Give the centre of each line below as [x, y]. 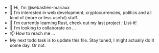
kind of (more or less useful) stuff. [44, 18]
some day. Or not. [28, 45]
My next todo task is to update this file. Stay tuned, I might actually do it [82, 40]
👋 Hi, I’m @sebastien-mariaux [40, 7]
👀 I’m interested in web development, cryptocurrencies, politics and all [80, 13]
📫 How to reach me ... [32, 33]
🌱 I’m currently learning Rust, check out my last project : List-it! [73, 23]
